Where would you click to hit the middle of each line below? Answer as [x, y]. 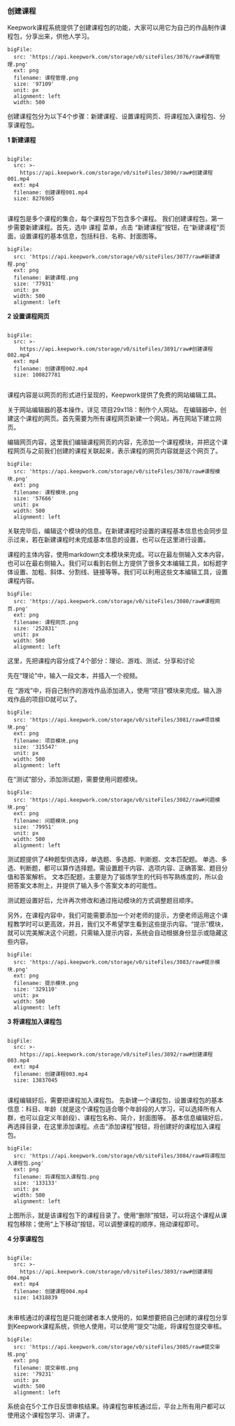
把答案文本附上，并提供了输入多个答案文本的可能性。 [84, 886]
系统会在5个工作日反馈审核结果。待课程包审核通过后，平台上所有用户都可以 [116, 1406]
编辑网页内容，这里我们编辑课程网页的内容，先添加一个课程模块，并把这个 [114, 442]
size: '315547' [36, 747]
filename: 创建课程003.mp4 [51, 1074]
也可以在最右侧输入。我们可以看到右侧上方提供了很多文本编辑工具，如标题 [114, 563]
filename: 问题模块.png [46, 821]
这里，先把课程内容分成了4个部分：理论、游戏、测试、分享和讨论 [101, 661]
